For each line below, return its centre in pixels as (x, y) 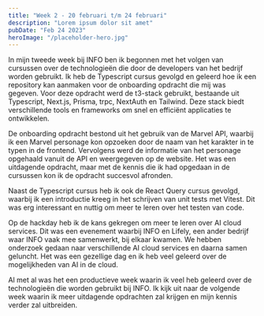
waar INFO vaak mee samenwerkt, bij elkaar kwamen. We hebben (115, 240)
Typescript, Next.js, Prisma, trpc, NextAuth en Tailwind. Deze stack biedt (126, 102)
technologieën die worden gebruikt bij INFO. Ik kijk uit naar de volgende (124, 288)
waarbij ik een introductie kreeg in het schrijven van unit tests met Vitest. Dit (132, 199)
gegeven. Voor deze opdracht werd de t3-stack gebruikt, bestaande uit (124, 93)
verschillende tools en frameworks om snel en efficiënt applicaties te (120, 110)
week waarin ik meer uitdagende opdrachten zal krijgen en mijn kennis (123, 297)
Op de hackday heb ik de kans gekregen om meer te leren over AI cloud (125, 223)
